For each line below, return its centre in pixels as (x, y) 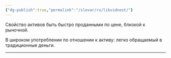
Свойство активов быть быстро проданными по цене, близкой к (75, 24)
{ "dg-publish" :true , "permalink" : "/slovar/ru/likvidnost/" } (69, 10)
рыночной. (17, 30)
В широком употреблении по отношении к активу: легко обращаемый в (84, 40)
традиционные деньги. (30, 45)
